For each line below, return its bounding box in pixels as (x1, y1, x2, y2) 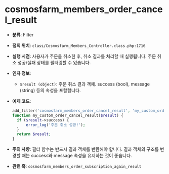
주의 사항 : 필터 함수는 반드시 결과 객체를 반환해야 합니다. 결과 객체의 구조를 (12, 146, 159, 152)
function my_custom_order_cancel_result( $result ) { (12, 113, 123, 118)
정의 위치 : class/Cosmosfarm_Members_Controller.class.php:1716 (12, 42, 146, 49)
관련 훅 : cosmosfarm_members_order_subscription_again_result (12, 163, 142, 169)
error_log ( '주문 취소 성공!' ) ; (25, 122, 86, 127)
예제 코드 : (12, 98, 31, 104)
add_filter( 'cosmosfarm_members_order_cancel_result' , (12, 108, 131, 113)
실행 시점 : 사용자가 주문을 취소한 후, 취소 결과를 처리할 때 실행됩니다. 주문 (12, 53, 156, 59)
